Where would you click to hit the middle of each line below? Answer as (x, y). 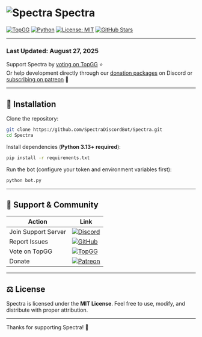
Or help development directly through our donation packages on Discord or (99, 73)
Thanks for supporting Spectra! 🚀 (47, 327)
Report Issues (29, 242)
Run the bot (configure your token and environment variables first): (89, 169)
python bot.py (24, 180)
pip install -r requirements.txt (48, 158)
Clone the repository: (32, 119)
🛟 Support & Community (53, 205)
